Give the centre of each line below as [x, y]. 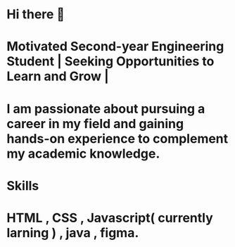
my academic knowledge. [83, 153]
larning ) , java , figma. [73, 233]
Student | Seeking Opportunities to [110, 62]
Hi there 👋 [36, 14]
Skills [23, 185]
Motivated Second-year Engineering [115, 47]
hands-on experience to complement [118, 138]
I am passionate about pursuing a [106, 109]
